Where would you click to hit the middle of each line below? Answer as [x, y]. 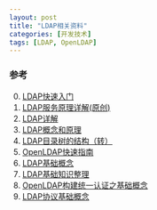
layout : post [33, 17]
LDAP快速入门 [47, 96]
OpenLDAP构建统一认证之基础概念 [85, 185]
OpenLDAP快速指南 [58, 151]
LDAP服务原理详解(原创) [66, 107]
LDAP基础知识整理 [55, 174]
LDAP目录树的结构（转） [67, 141]
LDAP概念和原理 [51, 129]
